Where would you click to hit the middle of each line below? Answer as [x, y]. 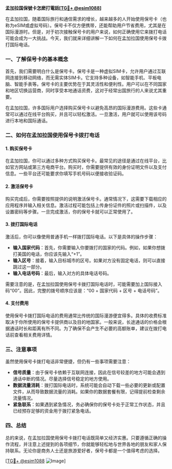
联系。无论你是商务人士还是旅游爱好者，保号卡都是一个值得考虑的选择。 [86, 451]
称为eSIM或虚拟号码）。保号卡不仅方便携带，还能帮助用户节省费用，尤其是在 [86, 25]
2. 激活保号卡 [19, 186]
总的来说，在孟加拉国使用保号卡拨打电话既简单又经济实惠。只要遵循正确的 [84, 438]
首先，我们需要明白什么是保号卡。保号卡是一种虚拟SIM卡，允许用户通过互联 [86, 71]
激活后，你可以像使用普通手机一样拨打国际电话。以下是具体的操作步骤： [81, 237]
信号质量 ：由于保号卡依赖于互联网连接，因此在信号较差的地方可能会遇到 [89, 373]
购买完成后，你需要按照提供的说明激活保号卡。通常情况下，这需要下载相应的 [86, 199]
